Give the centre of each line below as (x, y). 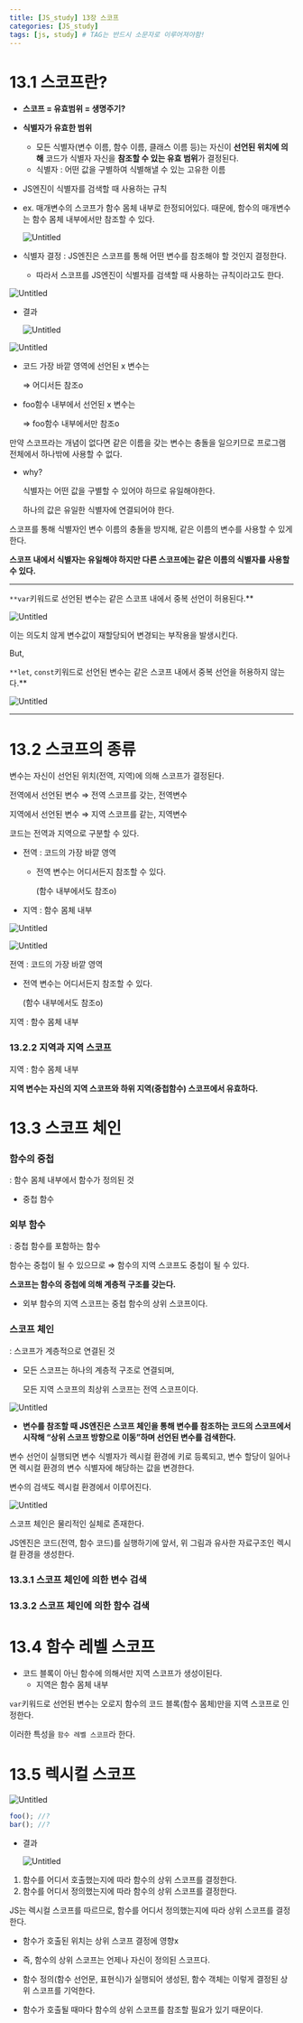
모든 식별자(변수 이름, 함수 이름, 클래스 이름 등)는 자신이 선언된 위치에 (157, 147)
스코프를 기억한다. (64, 1990)
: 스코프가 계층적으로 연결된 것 (62, 1350)
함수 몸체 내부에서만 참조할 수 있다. (93, 219)
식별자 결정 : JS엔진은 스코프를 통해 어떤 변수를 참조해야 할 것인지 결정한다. (154, 256)
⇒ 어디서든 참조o (53, 386)
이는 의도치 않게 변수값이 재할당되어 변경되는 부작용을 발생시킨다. (124, 635)
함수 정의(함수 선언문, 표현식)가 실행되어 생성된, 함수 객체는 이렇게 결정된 (150, 1980)
